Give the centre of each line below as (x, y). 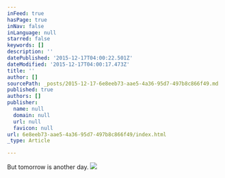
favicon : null (33, 128)
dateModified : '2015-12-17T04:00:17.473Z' (68, 64)
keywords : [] (26, 45)
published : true (30, 90)
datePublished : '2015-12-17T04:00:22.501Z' (70, 58)
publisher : (23, 103)
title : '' (21, 71)
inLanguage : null (32, 33)
